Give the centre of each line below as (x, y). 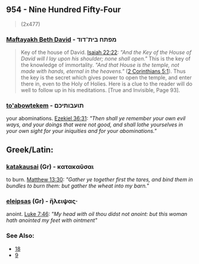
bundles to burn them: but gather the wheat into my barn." (78, 186)
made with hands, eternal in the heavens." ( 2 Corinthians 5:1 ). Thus (103, 71)
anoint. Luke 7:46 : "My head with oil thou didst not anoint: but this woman (97, 214)
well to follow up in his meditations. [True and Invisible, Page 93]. (100, 90)
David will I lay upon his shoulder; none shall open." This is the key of (106, 59)
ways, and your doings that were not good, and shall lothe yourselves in (94, 125)
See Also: (20, 236)
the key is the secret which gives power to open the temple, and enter (106, 78)
